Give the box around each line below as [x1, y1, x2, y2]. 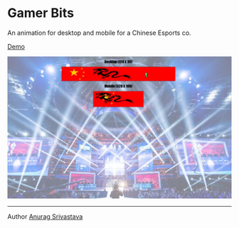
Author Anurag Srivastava [7, 212, 83, 221]
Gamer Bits [7, 5, 75, 21]
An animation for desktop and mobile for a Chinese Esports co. [7, 28, 191, 37]
